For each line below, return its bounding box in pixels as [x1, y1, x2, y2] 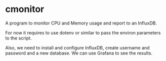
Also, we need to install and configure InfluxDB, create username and [5, 44, 150, 50]
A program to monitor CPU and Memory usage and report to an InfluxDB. [5, 20, 157, 26]
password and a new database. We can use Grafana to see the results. [5, 50, 153, 56]
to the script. [5, 35, 32, 41]
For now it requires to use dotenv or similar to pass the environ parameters [5, 29, 161, 35]
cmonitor [5, 3, 45, 15]
